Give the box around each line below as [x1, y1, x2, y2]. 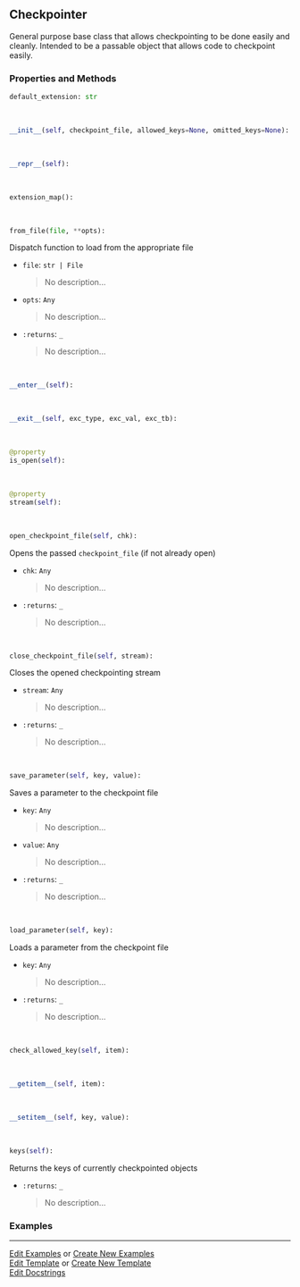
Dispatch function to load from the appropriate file [9, 242, 194, 253]
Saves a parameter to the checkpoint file [9, 787, 159, 798]
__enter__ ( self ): [9, 381, 74, 390]
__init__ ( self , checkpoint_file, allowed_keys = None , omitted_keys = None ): [9, 125, 290, 135]
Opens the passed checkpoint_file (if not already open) [9, 547, 216, 558]
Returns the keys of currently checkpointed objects [9, 1162, 198, 1173]
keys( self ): [9, 1146, 54, 1156]
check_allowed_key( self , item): [9, 1046, 129, 1056]
